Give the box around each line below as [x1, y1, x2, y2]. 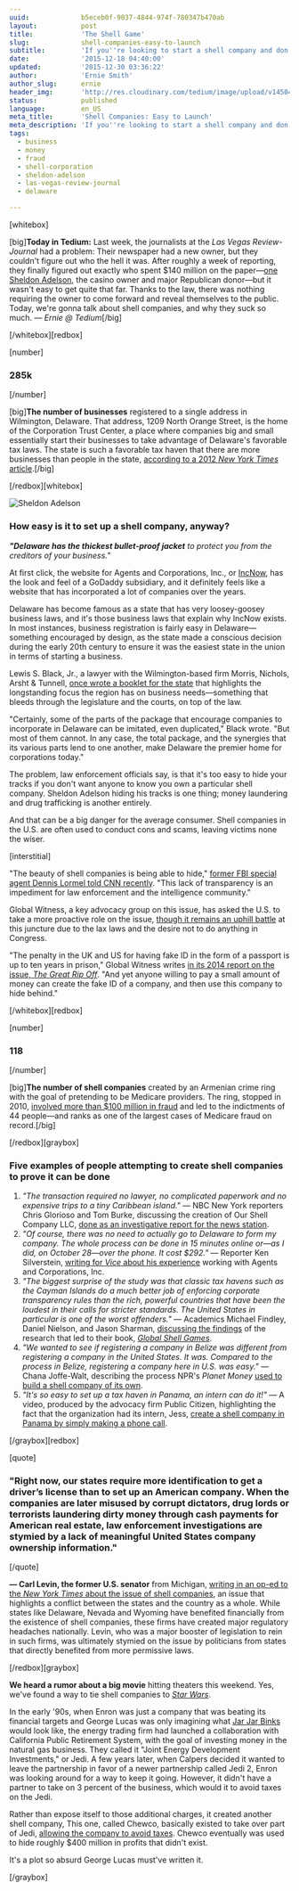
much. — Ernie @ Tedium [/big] [9, 313, 123, 323]
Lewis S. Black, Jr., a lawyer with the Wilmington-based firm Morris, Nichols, [9, 667, 290, 678]
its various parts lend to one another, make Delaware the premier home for [9, 741, 283, 753]
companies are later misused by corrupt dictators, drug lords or [9, 1497, 289, 1510]
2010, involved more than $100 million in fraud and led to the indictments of [9, 1101, 286, 1111]
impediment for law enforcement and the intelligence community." [9, 887, 252, 897]
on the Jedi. [9, 1792, 53, 1803]
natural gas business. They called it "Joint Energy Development [9, 1744, 240, 1756]
